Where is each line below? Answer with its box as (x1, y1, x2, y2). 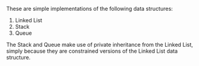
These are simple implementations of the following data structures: (6, 5, 174, 12)
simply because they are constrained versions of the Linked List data (6, 47, 178, 55)
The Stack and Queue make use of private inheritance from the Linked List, (6, 41, 194, 48)
